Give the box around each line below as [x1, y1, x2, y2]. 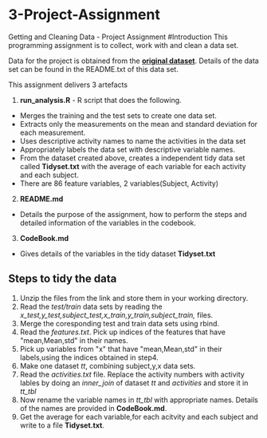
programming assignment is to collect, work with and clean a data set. [8, 40, 239, 49]
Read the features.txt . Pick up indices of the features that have [19, 327, 226, 337]
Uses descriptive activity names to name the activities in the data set [19, 136, 246, 145]
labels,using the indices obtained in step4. [19, 353, 159, 362]
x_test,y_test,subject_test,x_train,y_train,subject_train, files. [19, 310, 214, 320]
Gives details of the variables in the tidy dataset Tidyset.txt [19, 249, 216, 258]
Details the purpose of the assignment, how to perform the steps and [19, 209, 247, 219]
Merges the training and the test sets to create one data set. [19, 110, 217, 120]
